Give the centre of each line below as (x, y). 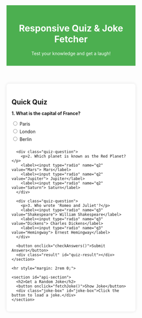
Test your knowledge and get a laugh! (71, 53)
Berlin (26, 139)
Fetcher (71, 39)
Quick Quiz (29, 102)
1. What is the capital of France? (46, 113)
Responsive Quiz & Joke (71, 28)
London (27, 132)
